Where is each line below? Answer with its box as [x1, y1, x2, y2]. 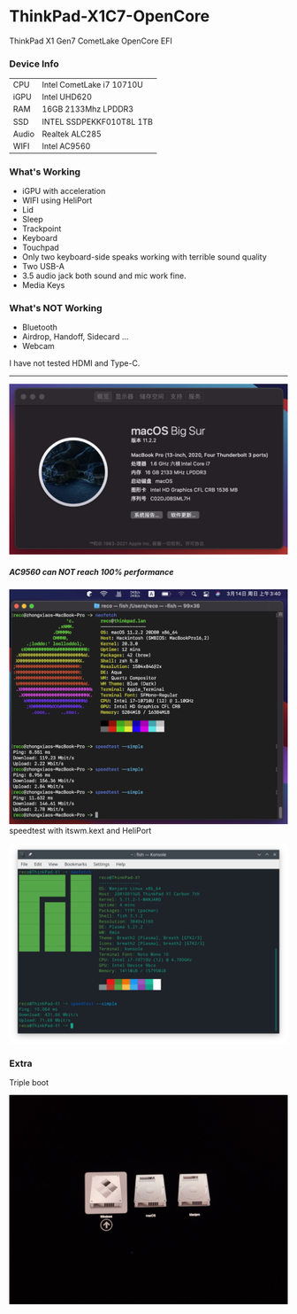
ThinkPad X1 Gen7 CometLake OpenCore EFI [9, 35, 172, 46]
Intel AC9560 [42, 141, 91, 152]
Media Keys [21, 280, 65, 291]
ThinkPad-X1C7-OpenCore [9, 6, 210, 27]
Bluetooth [21, 322, 57, 333]
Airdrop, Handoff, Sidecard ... [21, 331, 129, 342]
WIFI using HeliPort [21, 195, 93, 206]
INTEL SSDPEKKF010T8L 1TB [42, 116, 153, 127]
